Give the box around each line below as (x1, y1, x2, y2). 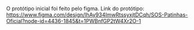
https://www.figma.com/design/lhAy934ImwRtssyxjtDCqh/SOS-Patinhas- (6, 11, 188, 18)
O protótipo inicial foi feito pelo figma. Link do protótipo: (6, 5, 145, 12)
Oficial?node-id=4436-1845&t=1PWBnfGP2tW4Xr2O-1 (6, 18, 141, 24)
